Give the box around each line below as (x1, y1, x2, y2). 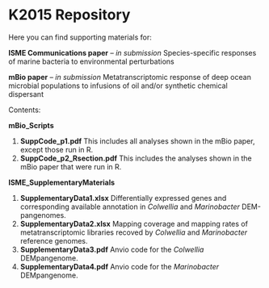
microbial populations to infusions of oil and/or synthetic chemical (8, 81, 228, 90)
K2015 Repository (8, 6, 131, 24)
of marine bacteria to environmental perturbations (8, 56, 175, 66)
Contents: (8, 105, 41, 115)
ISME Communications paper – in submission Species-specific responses (8, 48, 257, 57)
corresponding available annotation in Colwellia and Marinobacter (19, 202, 241, 211)
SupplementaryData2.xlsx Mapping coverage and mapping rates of (19, 219, 249, 228)
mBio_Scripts (8, 120, 54, 130)
